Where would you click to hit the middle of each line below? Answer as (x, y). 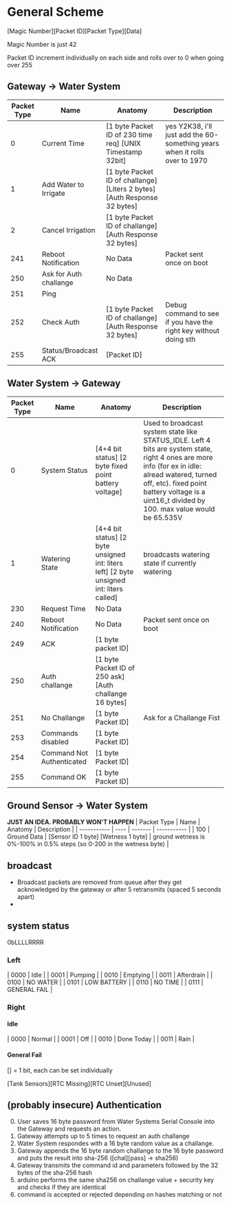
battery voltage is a (174, 491)
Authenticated (64, 762)
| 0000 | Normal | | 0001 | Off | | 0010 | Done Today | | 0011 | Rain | (101, 1039)
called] (107, 597)
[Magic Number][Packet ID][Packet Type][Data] (75, 31)
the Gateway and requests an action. (69, 1129)
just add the (184, 135)
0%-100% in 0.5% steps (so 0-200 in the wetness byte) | (88, 844)
